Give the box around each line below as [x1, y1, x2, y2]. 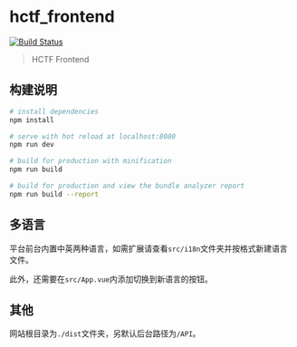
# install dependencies [9, 107, 100, 116]
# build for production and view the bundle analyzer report [9, 181, 245, 190]
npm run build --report [9, 189, 100, 198]
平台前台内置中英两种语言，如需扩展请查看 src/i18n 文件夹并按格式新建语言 [9, 243, 288, 254]
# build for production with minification [9, 157, 172, 166]
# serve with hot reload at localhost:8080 [9, 131, 177, 141]
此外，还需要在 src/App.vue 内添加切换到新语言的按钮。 [9, 274, 213, 284]
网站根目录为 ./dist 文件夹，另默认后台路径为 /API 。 [9, 328, 201, 339]
